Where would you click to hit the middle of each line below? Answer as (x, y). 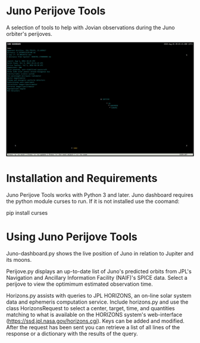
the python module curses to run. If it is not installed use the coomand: (93, 202)
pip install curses (27, 213)
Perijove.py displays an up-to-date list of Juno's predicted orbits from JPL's (99, 271)
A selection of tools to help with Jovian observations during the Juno (90, 27)
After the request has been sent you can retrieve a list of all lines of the (93, 327)
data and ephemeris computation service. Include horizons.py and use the (97, 302)
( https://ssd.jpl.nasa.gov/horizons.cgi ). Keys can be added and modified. (95, 321)
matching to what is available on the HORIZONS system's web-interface (94, 314)
